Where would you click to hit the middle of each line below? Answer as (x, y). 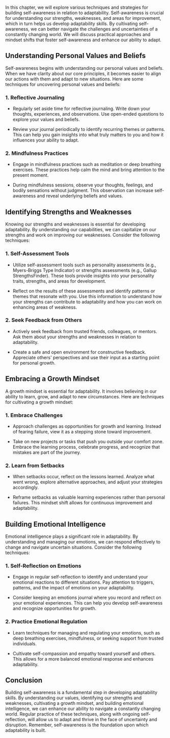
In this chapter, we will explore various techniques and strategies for (77, 7)
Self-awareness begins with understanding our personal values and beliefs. (84, 68)
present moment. (31, 175)
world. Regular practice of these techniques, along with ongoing (73, 714)
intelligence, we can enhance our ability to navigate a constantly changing (83, 709)
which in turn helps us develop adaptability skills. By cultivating (72, 23)
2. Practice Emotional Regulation (46, 622)
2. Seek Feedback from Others (44, 320)
